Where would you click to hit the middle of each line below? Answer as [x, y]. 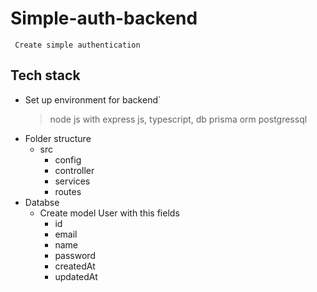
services [72, 181]
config [68, 159]
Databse [42, 202]
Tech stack [45, 75]
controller [74, 170]
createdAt [75, 266]
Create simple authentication [77, 45]
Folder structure [58, 138]
